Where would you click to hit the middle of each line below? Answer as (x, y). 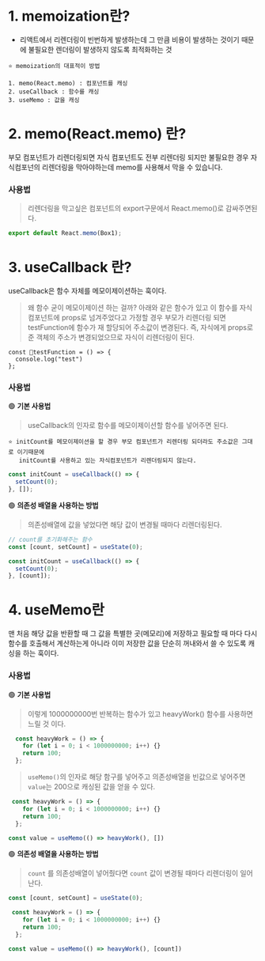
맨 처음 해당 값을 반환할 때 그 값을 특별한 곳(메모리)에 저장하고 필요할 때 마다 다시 (133, 634)
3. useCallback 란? (70, 268)
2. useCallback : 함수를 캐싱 (54, 92)
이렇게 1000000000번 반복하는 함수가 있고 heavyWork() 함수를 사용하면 (140, 713)
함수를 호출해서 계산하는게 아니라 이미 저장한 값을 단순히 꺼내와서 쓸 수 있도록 (127, 643)
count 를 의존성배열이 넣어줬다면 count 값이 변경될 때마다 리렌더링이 (133, 873)
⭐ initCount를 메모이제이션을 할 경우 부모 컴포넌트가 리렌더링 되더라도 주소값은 (123, 442)
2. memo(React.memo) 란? (97, 134)
